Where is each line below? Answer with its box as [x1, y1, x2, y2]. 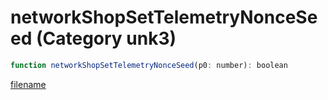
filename [10, 78, 47, 90]
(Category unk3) [35, 27, 177, 50]
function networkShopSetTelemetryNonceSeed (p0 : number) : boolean [10, 60, 288, 70]
